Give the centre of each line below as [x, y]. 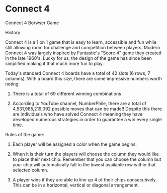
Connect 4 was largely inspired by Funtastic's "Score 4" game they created [83, 53]
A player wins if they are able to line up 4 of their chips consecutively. [85, 179]
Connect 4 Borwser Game [32, 23]
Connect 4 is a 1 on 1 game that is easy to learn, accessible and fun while [81, 42]
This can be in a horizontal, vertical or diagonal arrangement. [76, 185]
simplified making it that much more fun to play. [55, 63]
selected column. [30, 170]
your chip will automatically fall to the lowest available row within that [84, 164]
